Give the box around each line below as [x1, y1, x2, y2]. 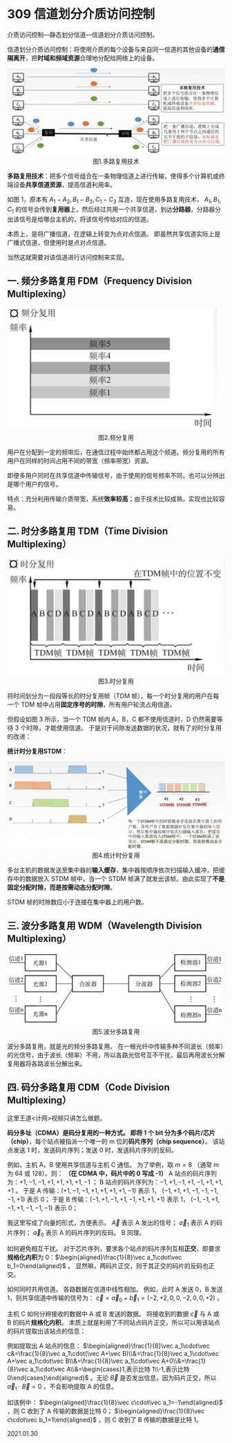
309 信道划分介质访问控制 [7, 6, 155, 22]
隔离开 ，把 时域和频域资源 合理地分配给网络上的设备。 [7, 53, 159, 62]
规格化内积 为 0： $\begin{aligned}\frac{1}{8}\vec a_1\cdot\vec [7, 1253, 182, 1261]
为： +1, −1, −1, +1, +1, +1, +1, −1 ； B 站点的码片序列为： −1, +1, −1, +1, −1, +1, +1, [7, 1178, 224, 1186]
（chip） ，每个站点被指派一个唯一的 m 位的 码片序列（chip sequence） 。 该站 [7, 1137, 225, 1146]
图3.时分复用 [97, 677, 135, 685]
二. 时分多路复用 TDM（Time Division [7, 525, 168, 537]
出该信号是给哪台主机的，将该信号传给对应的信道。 [7, 215, 153, 223]
